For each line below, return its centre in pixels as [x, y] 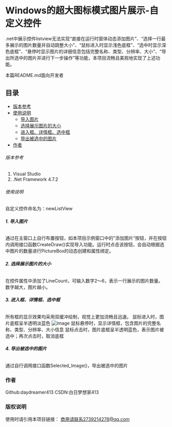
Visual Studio [27, 174]
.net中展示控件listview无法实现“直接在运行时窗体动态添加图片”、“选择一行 [83, 39]
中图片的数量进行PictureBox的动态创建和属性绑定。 [60, 251]
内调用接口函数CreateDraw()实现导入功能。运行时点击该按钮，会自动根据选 [85, 245]
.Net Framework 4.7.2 [35, 179]
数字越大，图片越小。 [28, 287]
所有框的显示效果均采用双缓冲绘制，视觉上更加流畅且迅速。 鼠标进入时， [82, 317]
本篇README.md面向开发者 [35, 75]
